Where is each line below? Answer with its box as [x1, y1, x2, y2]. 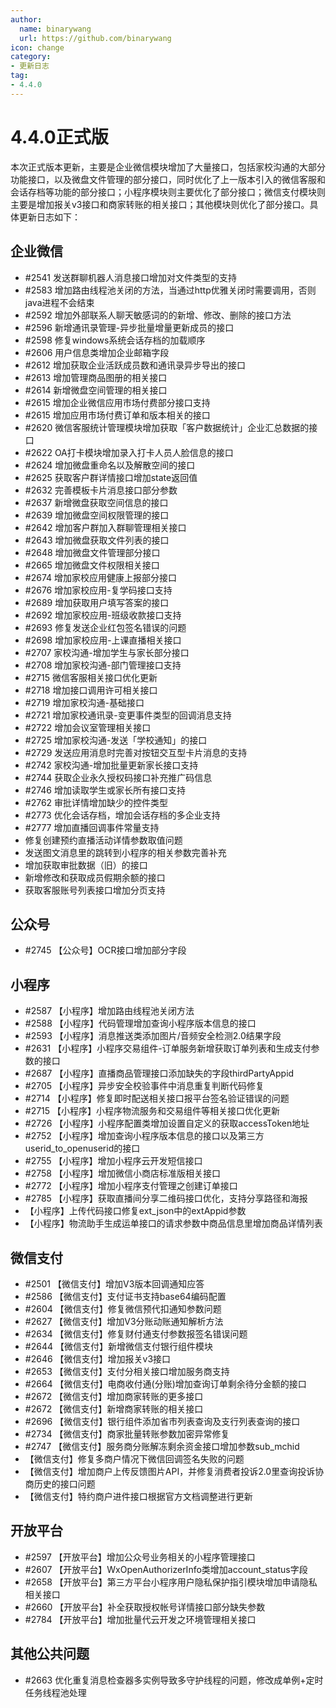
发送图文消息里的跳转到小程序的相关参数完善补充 [24, 846, 227, 858]
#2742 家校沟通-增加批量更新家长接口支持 [24, 759, 199, 771]
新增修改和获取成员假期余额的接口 [24, 871, 166, 883]
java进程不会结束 [24, 296, 95, 308]
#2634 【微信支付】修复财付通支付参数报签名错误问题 [24, 1327, 248, 1340]
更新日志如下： [18, 211, 81, 223]
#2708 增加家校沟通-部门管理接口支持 [24, 659, 182, 671]
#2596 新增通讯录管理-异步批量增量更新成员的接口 [24, 321, 235, 333]
